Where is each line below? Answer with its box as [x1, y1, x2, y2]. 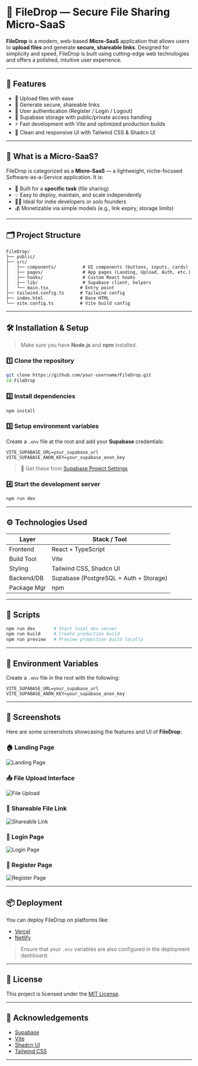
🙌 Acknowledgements [6, 1013, 89, 1023]
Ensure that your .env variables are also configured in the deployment [20, 946, 190, 953]
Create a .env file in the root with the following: [6, 674, 120, 681]
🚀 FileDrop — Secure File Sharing [6, 5, 170, 19]
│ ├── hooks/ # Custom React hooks [6, 274, 136, 280]
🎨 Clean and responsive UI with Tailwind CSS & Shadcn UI [14, 128, 156, 135]
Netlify [14, 934, 31, 941]
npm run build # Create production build [6, 631, 120, 637]
